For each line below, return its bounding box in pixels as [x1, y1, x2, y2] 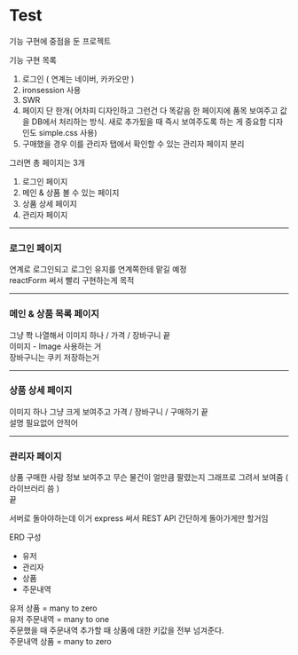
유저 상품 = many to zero [9, 603, 98, 613]
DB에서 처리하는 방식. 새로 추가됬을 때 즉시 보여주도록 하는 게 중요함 [31, 116, 267, 127]
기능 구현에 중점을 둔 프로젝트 [9, 36, 112, 46]
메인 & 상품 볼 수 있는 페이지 [21, 187, 120, 198]
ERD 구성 [9, 532, 42, 542]
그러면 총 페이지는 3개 [9, 157, 86, 168]
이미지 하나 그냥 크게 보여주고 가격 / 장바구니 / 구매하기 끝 [9, 406, 208, 417]
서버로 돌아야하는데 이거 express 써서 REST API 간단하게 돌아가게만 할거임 [9, 513, 269, 524]
